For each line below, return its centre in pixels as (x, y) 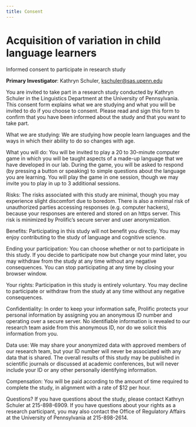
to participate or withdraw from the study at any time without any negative (95, 291)
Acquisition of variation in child (83, 40)
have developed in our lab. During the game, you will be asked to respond (95, 164)
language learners (51, 53)
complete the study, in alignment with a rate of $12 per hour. (78, 387)
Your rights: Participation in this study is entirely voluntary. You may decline (97, 284)
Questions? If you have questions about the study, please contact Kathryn (95, 399)
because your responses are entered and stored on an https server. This (93, 213)
